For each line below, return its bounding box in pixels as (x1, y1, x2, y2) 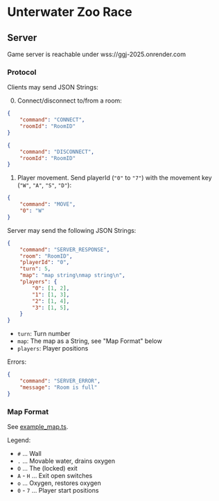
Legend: (7, 436, 31, 444)
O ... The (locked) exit (17, 464, 78, 472)
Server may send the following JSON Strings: (7, 226, 137, 234)
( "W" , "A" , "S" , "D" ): (17, 181, 71, 189)
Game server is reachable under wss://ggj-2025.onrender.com (7, 50, 186, 58)
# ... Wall (17, 449, 42, 457)
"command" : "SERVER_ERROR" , (19, 378, 100, 385)
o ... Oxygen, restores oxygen (17, 479, 102, 487)
